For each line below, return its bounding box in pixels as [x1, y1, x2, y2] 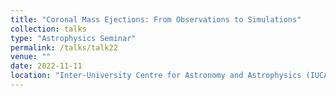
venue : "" [10, 52, 52, 62]
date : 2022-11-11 [10, 61, 83, 71]
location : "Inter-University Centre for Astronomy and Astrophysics [10, 71, 302, 81]
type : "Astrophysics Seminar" [10, 33, 137, 43]
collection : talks [10, 24, 87, 34]
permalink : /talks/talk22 [10, 42, 118, 53]
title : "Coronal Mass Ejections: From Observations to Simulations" [10, 14, 302, 25]
